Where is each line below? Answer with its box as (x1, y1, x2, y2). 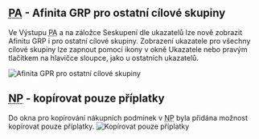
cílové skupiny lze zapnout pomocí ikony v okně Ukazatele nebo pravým (8, 44, 248, 54)
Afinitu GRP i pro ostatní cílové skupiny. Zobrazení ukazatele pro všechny (8, 36, 251, 46)
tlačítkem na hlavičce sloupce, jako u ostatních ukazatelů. (8, 53, 199, 62)
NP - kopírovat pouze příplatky (8, 92, 165, 105)
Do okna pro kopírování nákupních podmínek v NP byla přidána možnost (8, 113, 248, 122)
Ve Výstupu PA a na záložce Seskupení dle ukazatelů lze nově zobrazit (8, 27, 243, 37)
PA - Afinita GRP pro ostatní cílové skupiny (8, 6, 226, 20)
